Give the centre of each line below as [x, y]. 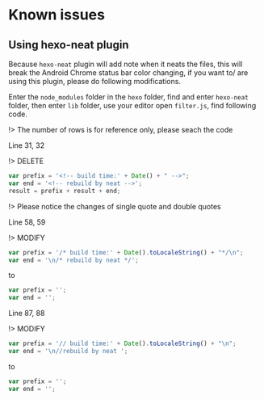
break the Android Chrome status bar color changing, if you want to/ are [128, 73]
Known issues [57, 15]
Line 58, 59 [27, 222]
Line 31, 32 [27, 145]
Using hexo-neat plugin [69, 45]
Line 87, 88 [27, 314]
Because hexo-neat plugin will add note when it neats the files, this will [126, 64]
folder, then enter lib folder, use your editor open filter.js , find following [132, 105]
